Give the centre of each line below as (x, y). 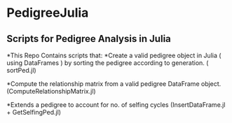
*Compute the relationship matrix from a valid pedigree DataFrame (103, 84)
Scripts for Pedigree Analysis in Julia (89, 39)
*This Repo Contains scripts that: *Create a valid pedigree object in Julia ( (114, 55)
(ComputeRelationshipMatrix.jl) (51, 91)
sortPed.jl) (21, 70)
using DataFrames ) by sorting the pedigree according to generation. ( (108, 63)
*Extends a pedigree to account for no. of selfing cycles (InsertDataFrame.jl (116, 105)
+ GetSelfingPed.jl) (34, 112)
